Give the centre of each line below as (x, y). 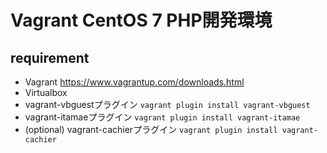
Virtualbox (46, 92)
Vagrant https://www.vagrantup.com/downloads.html (134, 82)
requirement (50, 57)
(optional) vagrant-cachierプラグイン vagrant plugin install (151, 129)
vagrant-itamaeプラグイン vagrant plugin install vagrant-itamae (162, 117)
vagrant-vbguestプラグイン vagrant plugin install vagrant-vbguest (167, 104)
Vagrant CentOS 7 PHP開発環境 (141, 20)
